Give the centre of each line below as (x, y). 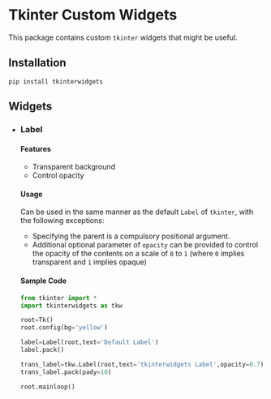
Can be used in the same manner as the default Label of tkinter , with (137, 212)
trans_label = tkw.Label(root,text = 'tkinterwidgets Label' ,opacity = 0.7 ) (142, 364)
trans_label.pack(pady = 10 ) (66, 372)
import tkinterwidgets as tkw (71, 306)
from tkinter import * (58, 298)
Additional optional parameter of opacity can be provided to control (145, 245)
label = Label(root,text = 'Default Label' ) (89, 342)
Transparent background (74, 167)
